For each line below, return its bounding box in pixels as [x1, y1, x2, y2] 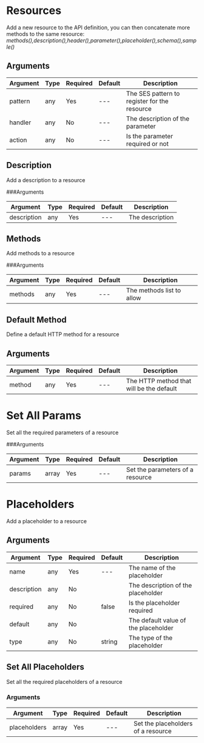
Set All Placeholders [6, 662, 85, 672]
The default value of [128, 616, 186, 624]
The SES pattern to [126, 89, 180, 97]
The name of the [128, 563, 176, 572]
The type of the [128, 633, 173, 642]
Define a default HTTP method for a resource [6, 331, 120, 338]
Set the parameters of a [126, 465, 194, 474]
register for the [126, 97, 169, 105]
